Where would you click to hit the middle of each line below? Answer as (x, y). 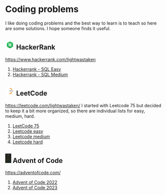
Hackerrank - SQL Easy (37, 69)
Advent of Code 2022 (35, 182)
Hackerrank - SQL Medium (40, 74)
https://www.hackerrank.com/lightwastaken (51, 59)
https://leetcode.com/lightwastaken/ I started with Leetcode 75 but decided (83, 105)
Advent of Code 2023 (35, 188)
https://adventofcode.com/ (33, 173)
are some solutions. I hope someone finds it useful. (58, 28)
